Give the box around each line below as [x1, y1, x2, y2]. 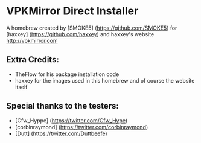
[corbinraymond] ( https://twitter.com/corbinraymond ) [14, 123, 148, 130]
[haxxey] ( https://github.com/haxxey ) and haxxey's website [6, 30, 155, 37]
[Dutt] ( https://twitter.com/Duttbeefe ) [14, 130, 107, 137]
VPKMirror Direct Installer [6, 4, 139, 18]
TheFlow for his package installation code [14, 71, 120, 78]
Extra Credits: [6, 54, 59, 65]
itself [14, 83, 28, 91]
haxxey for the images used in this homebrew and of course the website [14, 77, 195, 84]
